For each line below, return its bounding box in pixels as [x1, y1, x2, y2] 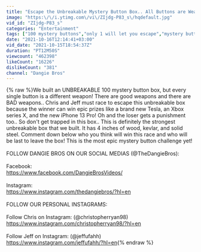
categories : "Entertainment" [6, 25, 79, 32]
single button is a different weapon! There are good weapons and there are [6, 93, 191, 100]
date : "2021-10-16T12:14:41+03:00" [6, 37, 95, 42]
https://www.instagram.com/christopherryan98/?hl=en [6, 220, 142, 227]
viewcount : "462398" [6, 53, 58, 59]
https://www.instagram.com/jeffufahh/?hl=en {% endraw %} [6, 239, 154, 246]
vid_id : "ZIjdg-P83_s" [6, 20, 63, 26]
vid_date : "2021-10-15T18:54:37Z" [6, 42, 93, 48]
